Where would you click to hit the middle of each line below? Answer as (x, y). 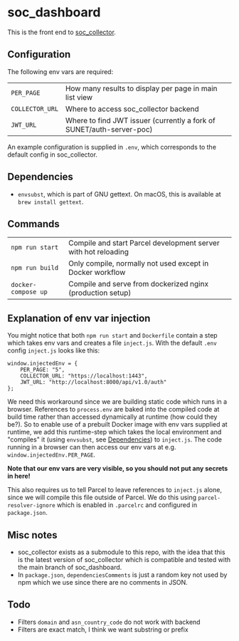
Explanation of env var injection (79, 318)
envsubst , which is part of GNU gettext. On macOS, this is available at (119, 194)
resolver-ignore (31, 506)
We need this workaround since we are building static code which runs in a (117, 402)
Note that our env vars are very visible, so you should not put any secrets (118, 469)
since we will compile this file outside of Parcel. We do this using (102, 497)
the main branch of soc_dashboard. (70, 567)
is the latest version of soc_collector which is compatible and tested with (124, 559)
